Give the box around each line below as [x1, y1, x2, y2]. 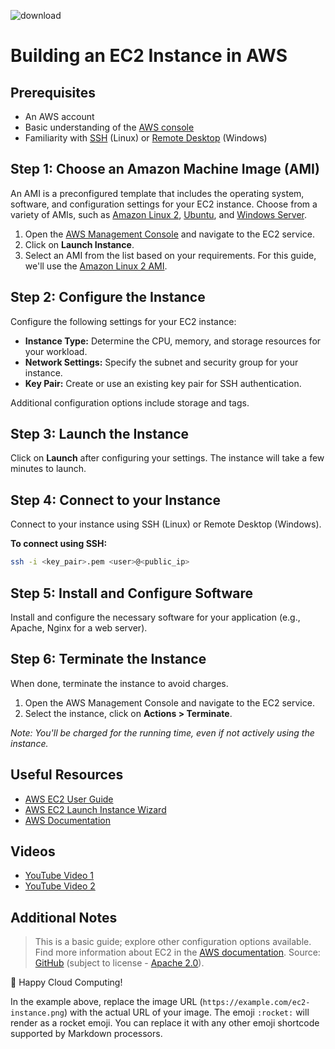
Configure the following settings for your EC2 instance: [10, 315, 237, 327]
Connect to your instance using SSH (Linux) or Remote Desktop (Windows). [10, 518, 322, 530]
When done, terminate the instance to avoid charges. [10, 677, 229, 689]
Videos [10, 843, 56, 860]
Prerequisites [10, 84, 96, 101]
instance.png [10, 1008, 65, 1019]
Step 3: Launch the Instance [10, 426, 190, 443]
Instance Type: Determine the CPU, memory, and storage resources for [24, 335, 322, 347]
